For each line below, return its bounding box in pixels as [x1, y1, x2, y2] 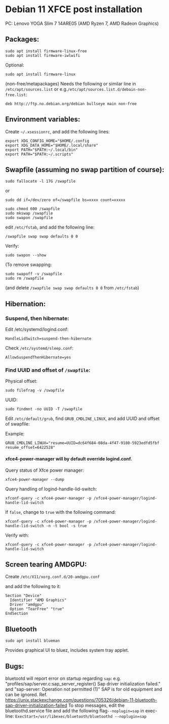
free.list [5, 92, 26, 97]
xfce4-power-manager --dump [5, 477, 65, 482]
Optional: [5, 62, 24, 68]
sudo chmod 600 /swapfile [5, 207, 60, 212]
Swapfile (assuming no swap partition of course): [5, 165, 164, 174]
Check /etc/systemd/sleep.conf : [5, 345, 73, 351]
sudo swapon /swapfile [5, 215, 53, 220]
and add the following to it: [5, 583, 61, 589]
